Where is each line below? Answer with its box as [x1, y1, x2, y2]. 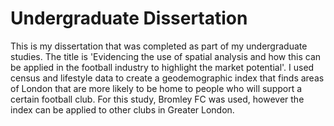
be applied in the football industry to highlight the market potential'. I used [10, 61, 315, 73]
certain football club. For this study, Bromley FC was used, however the [10, 93, 305, 105]
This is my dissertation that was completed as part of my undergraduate [10, 40, 308, 52]
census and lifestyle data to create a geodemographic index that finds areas [10, 72, 325, 84]
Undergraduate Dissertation [10, 7, 248, 30]
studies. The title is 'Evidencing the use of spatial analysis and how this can [10, 50, 322, 62]
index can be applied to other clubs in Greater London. [10, 103, 235, 116]
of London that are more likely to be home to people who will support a [10, 82, 303, 94]
